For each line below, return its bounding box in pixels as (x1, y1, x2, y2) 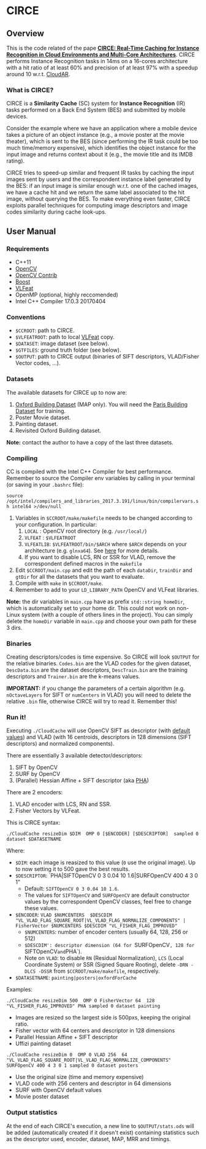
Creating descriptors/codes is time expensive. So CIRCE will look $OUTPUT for (6, 653, 200, 660)
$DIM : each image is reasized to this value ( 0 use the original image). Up (15, 859, 196, 866)
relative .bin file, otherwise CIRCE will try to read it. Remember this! (6, 698, 177, 705)
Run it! (6, 713, 26, 722)
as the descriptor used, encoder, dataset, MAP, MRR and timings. (6, 1135, 171, 1142)
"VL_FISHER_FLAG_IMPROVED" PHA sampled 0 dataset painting (6, 1003, 161, 1010)
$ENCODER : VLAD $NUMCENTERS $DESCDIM (15, 911, 112, 918)
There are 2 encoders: (6, 789, 63, 796)
